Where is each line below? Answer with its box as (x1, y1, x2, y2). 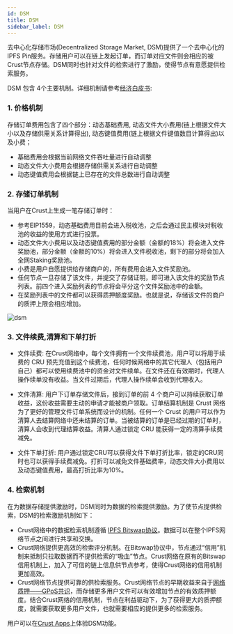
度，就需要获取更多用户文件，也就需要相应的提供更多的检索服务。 (17, 604, 207, 612)
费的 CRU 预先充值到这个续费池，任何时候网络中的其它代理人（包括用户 (17, 358, 223, 366)
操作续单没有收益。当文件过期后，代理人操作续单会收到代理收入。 (17, 376, 207, 384)
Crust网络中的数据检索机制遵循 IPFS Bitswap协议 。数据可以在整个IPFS (17, 525, 220, 534)
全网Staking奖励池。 (17, 256, 77, 264)
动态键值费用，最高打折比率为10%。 (23, 466, 128, 474)
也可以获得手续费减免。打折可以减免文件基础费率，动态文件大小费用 (23, 457, 219, 465)
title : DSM (7, 17, 39, 24)
